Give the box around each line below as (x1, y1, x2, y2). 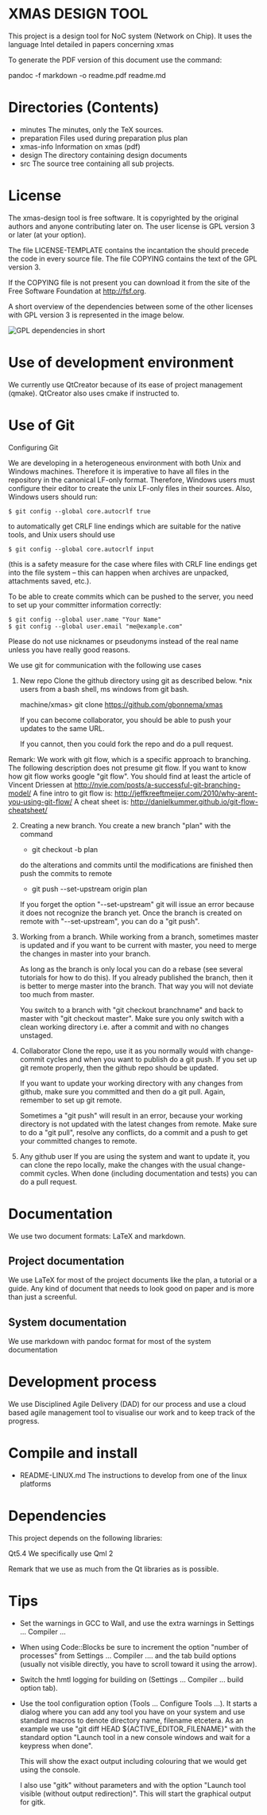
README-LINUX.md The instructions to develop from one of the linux (19, 1471, 248, 1480)
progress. (8, 1416, 40, 1426)
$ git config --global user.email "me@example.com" (8, 623, 183, 631)
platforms (19, 1479, 52, 1489)
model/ (8, 788, 32, 798)
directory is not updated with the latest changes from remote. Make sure (19, 1119, 257, 1129)
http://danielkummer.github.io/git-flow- (130, 796, 258, 806)
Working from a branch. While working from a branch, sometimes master (19, 932, 259, 941)
